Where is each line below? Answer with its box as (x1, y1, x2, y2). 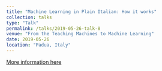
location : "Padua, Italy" (6, 42, 71, 48)
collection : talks (6, 14, 52, 20)
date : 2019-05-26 (6, 36, 50, 42)
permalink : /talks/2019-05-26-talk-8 (6, 25, 101, 32)
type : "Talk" (6, 20, 39, 26)
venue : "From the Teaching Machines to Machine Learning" (6, 31, 154, 37)
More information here (6, 58, 62, 66)
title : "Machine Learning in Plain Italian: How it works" (6, 8, 157, 15)
